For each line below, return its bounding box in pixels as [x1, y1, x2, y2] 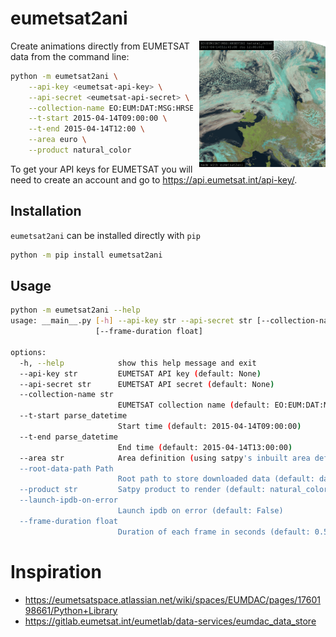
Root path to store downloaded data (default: [117, 474, 315, 484]
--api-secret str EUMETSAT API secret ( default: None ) [19, 379, 275, 389]
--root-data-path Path [19, 463, 114, 474]
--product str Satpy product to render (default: [19, 485, 267, 495]
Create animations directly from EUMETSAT [10, 40, 190, 52]
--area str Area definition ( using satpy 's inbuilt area [19, 453, 311, 463]
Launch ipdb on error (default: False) [117, 506, 284, 516]
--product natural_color [28, 145, 132, 156]
